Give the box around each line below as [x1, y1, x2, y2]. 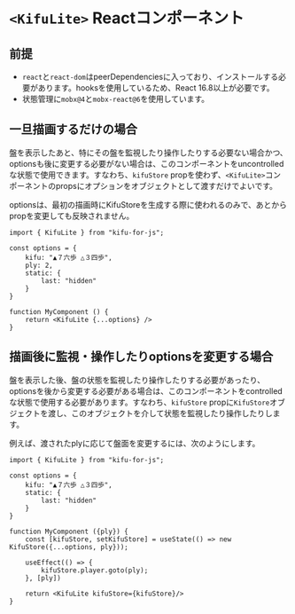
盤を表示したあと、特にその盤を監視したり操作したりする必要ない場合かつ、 [9, 147, 288, 158]
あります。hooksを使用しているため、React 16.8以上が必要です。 [37, 83, 275, 93]
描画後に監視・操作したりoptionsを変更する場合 [9, 350, 274, 365]
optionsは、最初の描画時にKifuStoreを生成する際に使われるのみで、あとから [9, 199, 288, 209]
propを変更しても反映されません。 [9, 210, 135, 221]
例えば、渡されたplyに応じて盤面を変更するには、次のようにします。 [9, 437, 260, 448]
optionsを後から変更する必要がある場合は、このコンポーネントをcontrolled [9, 385, 283, 396]
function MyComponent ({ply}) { [9, 527, 128, 536]
